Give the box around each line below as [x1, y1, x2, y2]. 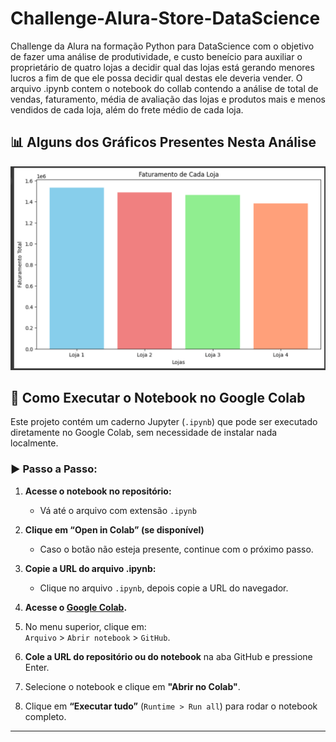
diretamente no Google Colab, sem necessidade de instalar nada [10, 427, 278, 439]
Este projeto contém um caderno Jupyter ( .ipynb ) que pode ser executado [10, 416, 318, 428]
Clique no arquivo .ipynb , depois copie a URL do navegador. [39, 582, 289, 594]
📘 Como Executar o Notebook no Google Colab [10, 389, 306, 406]
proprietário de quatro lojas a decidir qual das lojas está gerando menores [10, 61, 315, 73]
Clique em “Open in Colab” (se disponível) [24, 523, 205, 536]
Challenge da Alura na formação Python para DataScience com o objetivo [10, 40, 315, 52]
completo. [24, 710, 67, 722]
